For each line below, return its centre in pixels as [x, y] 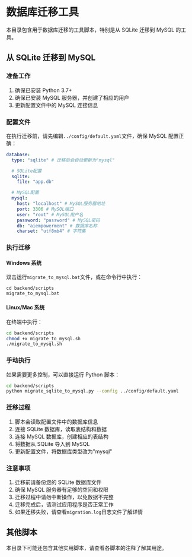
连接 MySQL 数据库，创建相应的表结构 [61, 436]
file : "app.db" [36, 182]
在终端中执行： [24, 322]
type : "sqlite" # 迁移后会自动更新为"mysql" [63, 160]
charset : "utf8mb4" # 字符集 [51, 231]
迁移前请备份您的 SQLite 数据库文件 [58, 482]
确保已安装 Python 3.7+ [43, 90]
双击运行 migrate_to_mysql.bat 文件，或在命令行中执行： [74, 277]
